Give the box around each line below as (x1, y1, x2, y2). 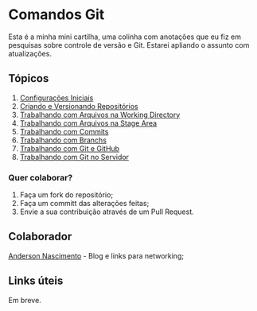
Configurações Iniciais (19, 93, 94, 103)
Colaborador (8, 230, 72, 243)
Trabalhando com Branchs (19, 135, 107, 145)
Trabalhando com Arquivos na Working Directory (19, 110, 181, 119)
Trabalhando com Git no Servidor (19, 152, 130, 161)
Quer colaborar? (8, 172, 73, 183)
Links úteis (8, 274, 64, 288)
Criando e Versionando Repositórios (19, 101, 138, 111)
